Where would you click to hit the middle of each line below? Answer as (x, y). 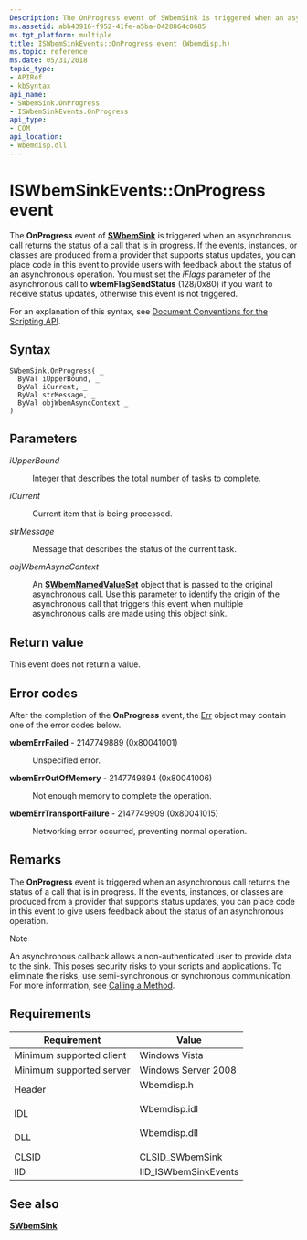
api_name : (28, 94)
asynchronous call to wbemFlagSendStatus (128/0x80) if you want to (141, 283)
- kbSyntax (30, 86)
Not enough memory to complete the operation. (122, 795)
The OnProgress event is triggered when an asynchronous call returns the (150, 882)
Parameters (43, 438)
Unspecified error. (66, 760)
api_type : (28, 120)
